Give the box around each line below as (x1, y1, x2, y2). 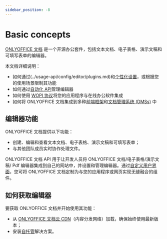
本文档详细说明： (5, 63, 40, 69)
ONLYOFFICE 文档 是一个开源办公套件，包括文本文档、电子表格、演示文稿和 (5, 46, 162, 52)
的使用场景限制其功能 (12, 79, 56, 85)
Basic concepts (5, 28, 71, 40)
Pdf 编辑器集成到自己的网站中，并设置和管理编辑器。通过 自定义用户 (12, 162, 152, 168)
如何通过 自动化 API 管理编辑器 (12, 86, 74, 92)
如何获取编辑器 (5, 191, 51, 199)
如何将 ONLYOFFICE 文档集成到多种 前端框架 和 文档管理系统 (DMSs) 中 (12, 98, 157, 104)
